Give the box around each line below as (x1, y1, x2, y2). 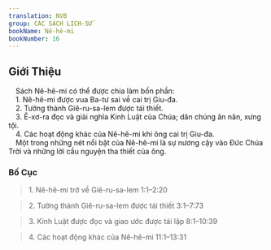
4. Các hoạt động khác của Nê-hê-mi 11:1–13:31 (28, 232, 187, 242)
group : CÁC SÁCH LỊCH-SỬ (8, 19, 93, 28)
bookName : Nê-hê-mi (8, 27, 75, 35)
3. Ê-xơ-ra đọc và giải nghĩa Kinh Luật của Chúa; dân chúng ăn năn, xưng (15, 112, 262, 122)
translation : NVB (8, 11, 68, 20)
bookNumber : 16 (8, 34, 60, 43)
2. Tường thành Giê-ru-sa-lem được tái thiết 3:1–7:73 (28, 200, 204, 211)
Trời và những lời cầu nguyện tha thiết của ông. (8, 147, 167, 157)
